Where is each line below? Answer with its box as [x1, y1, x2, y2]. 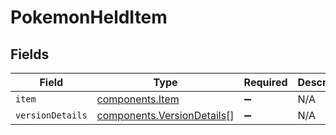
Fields [10, 46, 50, 63]
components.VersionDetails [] [96, 109, 235, 122]
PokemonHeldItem [10, 6, 168, 29]
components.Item [96, 92, 180, 106]
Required [243, 76, 288, 89]
